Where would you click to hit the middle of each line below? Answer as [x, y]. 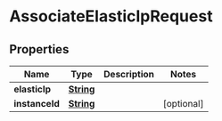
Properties [39, 49]
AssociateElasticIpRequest [111, 16]
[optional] [183, 104]
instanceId [37, 104]
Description [129, 74]
